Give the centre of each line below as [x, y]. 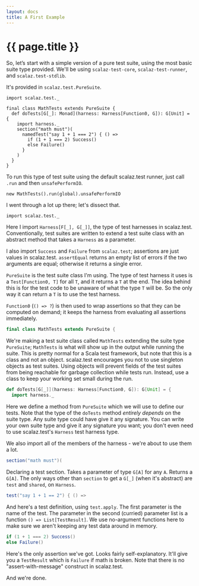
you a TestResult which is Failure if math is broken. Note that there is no [95, 560]
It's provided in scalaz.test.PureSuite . [54, 87]
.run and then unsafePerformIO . [45, 183]
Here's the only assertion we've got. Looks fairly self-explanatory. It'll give [97, 553]
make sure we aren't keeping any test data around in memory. [82, 526]
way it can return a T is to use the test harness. [63, 294]
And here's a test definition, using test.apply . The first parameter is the [94, 507]
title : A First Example [36, 17]
